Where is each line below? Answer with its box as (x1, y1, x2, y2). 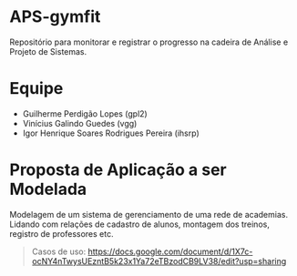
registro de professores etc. (9, 228, 114, 239)
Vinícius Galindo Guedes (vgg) (22, 118, 138, 128)
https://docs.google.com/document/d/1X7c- (87, 246, 253, 257)
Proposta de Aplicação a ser (9, 159, 227, 180)
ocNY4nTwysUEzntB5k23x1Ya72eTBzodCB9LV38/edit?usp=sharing (31, 255, 287, 266)
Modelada (9, 179, 87, 199)
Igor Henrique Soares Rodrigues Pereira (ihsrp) (22, 128, 200, 138)
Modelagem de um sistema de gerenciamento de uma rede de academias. (9, 209, 289, 220)
